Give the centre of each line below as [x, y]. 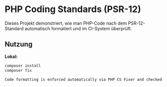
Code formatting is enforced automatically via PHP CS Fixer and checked [83, 79]
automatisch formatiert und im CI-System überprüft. [78, 28]
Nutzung [19, 45]
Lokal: [11, 56]
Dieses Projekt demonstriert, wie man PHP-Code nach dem [66, 23]
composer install [23, 66]
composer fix [18, 70]
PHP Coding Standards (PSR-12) [73, 9]
